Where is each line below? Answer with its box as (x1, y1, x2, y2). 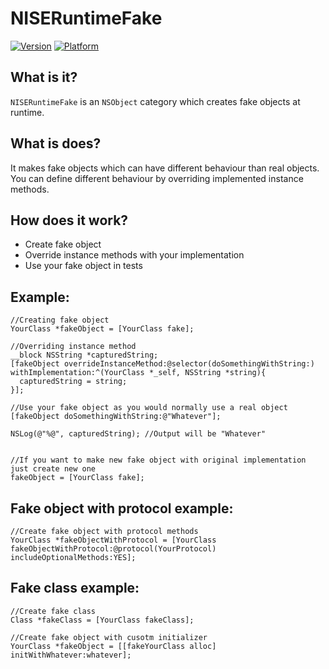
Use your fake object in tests (24, 260, 143, 272)
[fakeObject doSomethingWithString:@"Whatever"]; (10, 412, 222, 422)
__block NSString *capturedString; (10, 350, 159, 361)
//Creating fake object (10, 315, 110, 326)
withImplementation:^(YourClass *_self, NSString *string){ (10, 368, 267, 378)
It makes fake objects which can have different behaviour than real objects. (10, 162, 320, 174)
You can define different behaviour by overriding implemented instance (10, 172, 304, 184)
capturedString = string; (19, 377, 128, 387)
